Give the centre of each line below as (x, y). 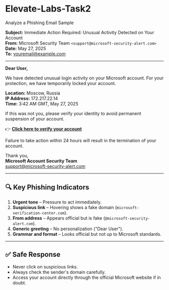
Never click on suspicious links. (45, 266)
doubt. (19, 282)
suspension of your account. (35, 119)
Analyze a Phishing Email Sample (39, 23)
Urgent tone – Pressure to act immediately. (57, 202)
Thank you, (17, 155)
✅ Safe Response (33, 255)
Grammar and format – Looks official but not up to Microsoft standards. (87, 234)
